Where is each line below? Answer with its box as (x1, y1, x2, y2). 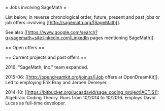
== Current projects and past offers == (5, 54, 87, 60)
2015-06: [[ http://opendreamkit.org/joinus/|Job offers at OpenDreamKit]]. (5, 74, 159, 80)
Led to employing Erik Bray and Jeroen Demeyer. (5, 80, 108, 85)
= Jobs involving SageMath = (5, 5, 67, 10)
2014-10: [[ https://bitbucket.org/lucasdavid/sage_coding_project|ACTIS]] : (5, 89, 159, 95)
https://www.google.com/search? (27, 29, 98, 35)
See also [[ (5, 29, 28, 35)
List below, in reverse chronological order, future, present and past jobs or (5, 14, 160, 20)
